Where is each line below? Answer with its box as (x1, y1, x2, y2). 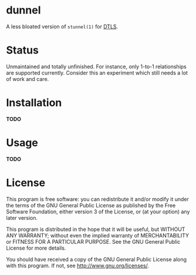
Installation (6, 96, 62, 109)
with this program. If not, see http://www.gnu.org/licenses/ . (6, 262, 150, 269)
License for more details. (6, 244, 66, 251)
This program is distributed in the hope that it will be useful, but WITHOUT (6, 226, 185, 233)
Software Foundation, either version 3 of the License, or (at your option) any (6, 208, 190, 215)
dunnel (6, 4, 41, 17)
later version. (6, 214, 38, 221)
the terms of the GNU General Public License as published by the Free (6, 202, 176, 209)
